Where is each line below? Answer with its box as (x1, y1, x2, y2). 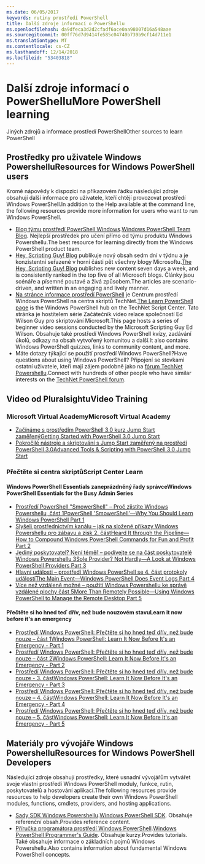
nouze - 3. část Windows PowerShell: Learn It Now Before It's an (15, 675, 178, 682)
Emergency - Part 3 (15, 681, 66, 689)
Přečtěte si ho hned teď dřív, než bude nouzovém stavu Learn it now (6, 608, 182, 616)
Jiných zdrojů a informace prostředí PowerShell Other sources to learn (6, 127, 183, 135)
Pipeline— (163, 529, 189, 537)
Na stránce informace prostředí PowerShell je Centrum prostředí (15, 291, 178, 298)
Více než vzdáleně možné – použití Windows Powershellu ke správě (15, 582, 187, 589)
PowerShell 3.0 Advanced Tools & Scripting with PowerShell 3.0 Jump (15, 446, 191, 453)
